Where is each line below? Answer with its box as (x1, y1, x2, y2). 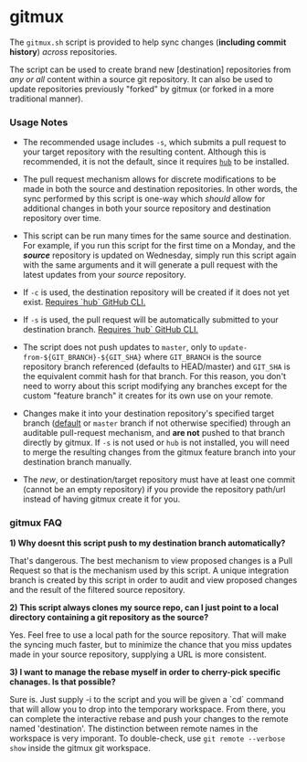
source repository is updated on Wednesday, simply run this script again (22, 249, 297, 261)
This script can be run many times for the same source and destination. (22, 230, 292, 241)
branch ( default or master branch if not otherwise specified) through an (22, 418, 291, 429)
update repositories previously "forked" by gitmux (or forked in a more (9, 83, 275, 94)
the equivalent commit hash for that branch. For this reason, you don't (22, 371, 286, 382)
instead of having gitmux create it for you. (22, 493, 181, 504)
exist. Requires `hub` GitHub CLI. (22, 297, 146, 308)
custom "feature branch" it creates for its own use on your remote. (22, 390, 274, 401)
